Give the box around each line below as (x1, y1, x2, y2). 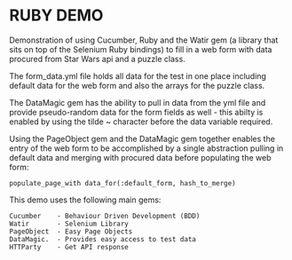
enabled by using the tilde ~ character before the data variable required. (9, 116, 273, 127)
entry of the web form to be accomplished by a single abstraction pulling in (9, 143, 284, 154)
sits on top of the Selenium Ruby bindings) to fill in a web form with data (9, 43, 272, 54)
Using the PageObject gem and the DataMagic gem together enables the (9, 133, 275, 144)
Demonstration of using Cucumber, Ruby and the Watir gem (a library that (9, 35, 279, 45)
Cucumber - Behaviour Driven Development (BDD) (9, 211, 201, 220)
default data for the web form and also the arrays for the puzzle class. (9, 80, 265, 91)
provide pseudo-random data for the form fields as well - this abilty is (9, 106, 264, 117)
